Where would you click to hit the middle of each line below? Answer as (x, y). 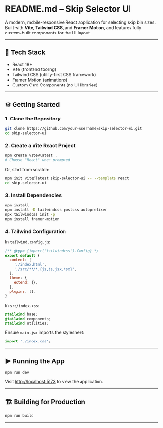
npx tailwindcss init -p (30, 215)
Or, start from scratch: (27, 170)
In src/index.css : (22, 305)
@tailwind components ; (28, 319)
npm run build (19, 416)
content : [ (20, 260)
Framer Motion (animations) (40, 80)
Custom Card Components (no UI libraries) (55, 85)
